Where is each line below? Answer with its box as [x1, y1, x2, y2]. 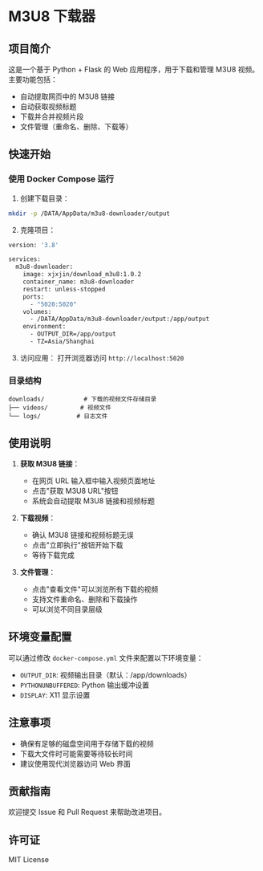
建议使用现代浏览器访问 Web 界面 [19, 759, 131, 768]
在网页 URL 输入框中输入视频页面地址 [31, 476, 156, 486]
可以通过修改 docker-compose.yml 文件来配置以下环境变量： [8, 653, 204, 662]
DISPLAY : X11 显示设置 [19, 690, 91, 699]
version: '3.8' [8, 241, 59, 249]
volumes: [22, 307, 52, 315]
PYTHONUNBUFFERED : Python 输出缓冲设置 [19, 680, 150, 690]
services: [8, 255, 42, 263]
